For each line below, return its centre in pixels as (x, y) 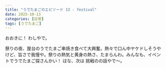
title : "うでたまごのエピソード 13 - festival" (51, 10)
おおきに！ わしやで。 (28, 38)
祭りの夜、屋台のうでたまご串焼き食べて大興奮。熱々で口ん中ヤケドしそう (81, 49)
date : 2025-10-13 (23, 14)
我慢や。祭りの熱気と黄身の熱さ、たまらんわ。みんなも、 (89, 55)
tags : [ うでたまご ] (23, 23)
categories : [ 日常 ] (25, 19)
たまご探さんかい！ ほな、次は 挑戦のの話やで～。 (73, 61)
